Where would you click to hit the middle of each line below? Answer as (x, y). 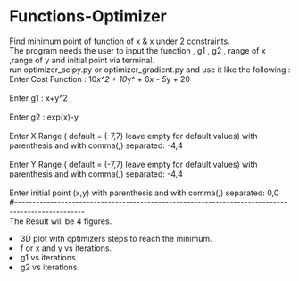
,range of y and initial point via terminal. (82, 60)
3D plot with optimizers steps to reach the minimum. (116, 238)
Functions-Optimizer (88, 17)
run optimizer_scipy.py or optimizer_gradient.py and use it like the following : (150, 70)
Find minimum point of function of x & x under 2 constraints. (120, 41)
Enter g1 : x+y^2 (39, 98)
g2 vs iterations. (50, 267)
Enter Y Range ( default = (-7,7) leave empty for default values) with (133, 164)
